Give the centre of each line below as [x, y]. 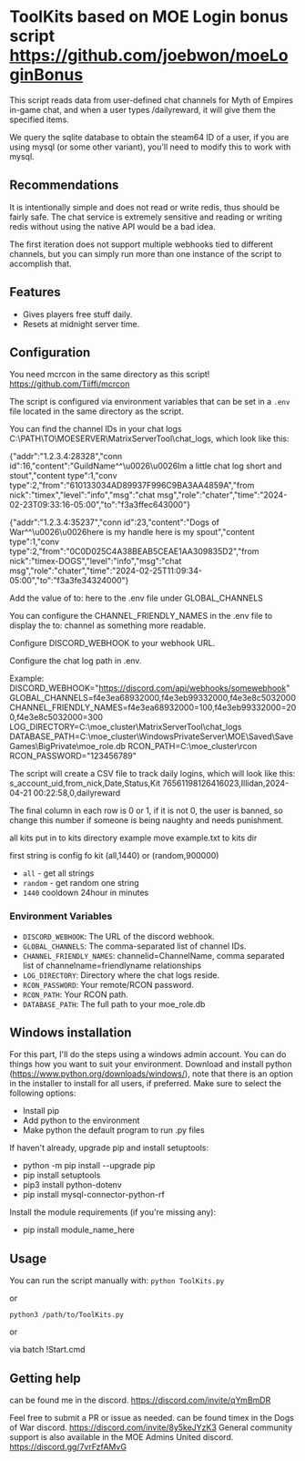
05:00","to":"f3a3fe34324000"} [69, 581]
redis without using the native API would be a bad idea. [112, 226]
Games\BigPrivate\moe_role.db [67, 746]
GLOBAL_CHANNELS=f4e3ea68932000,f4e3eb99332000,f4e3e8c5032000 [152, 698]
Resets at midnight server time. [81, 324]
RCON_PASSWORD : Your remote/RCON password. [108, 984]
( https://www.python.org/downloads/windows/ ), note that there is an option [152, 1074]
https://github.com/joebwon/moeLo [149, 56]
